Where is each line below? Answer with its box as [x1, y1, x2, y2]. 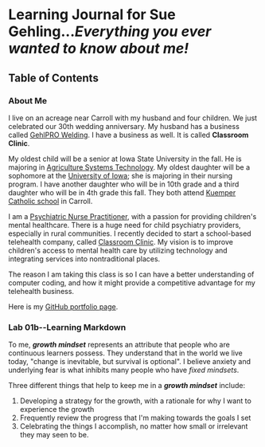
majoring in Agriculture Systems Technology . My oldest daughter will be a [8, 162, 251, 172]
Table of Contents [8, 71, 99, 84]
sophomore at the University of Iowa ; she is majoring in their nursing [8, 171, 233, 180]
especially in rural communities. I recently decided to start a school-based [8, 229, 252, 238]
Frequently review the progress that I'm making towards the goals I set [19, 413, 251, 423]
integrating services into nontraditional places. [8, 253, 161, 264]
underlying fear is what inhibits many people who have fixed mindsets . [8, 365, 240, 375]
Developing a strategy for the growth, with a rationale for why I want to [19, 396, 252, 406]
